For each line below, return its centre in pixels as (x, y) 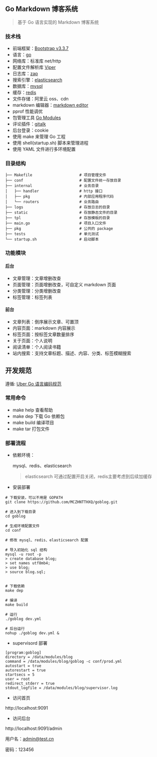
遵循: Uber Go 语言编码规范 (33, 384)
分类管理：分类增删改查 (37, 291)
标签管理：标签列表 (32, 297)
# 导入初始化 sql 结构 (26, 550)
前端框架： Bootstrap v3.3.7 (40, 48)
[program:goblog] (23, 653)
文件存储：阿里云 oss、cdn (40, 99)
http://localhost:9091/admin (34, 729)
